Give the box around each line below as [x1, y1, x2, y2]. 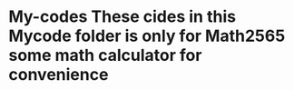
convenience [8, 65, 109, 85]
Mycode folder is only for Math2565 [8, 25, 286, 46]
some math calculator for [8, 45, 202, 65]
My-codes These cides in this [8, 6, 237, 27]
